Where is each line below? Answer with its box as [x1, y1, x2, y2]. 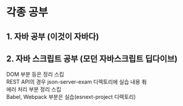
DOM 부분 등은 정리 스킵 [6, 70, 65, 78]
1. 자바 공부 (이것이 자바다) [6, 31, 99, 42]
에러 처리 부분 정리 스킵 [6, 86, 62, 93]
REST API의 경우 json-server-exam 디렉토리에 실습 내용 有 [6, 78, 147, 86]
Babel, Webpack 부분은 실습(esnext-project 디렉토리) [6, 93, 136, 101]
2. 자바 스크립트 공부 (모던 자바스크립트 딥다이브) [6, 54, 178, 64]
